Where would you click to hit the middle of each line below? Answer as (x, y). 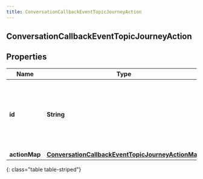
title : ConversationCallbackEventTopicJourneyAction (74, 12)
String (56, 114)
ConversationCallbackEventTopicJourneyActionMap (124, 154)
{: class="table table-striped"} (44, 169)
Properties (27, 57)
